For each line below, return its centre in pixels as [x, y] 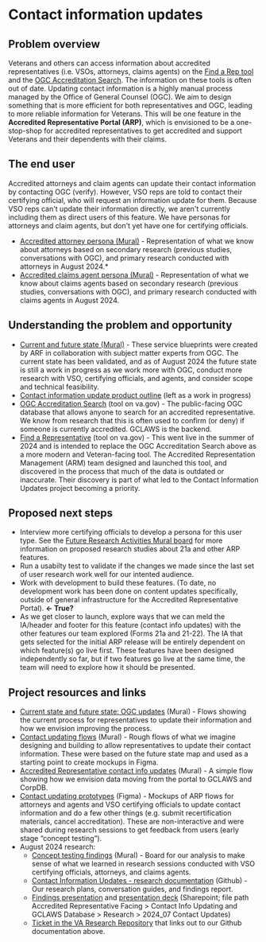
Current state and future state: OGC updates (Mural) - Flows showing [133, 712]
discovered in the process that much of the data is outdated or [122, 471]
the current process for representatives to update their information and [136, 720]
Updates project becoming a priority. [80, 488]
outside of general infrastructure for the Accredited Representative [129, 600]
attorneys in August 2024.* [64, 266]
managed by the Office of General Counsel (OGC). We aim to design [120, 97]
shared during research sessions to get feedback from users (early [129, 830]
